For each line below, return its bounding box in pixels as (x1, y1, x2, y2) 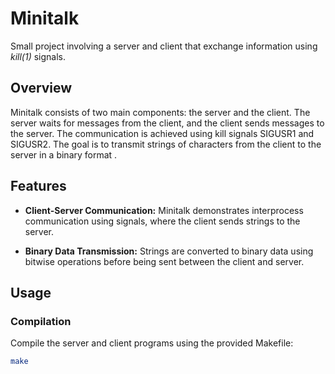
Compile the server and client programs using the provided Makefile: (10, 337, 294, 349)
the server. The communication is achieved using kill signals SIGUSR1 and (10, 127, 315, 139)
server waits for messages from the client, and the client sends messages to (10, 117, 325, 129)
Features (10, 178, 67, 195)
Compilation (10, 314, 72, 328)
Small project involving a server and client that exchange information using (10, 40, 318, 52)
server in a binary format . (10, 148, 118, 161)
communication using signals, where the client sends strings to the (24, 215, 301, 227)
